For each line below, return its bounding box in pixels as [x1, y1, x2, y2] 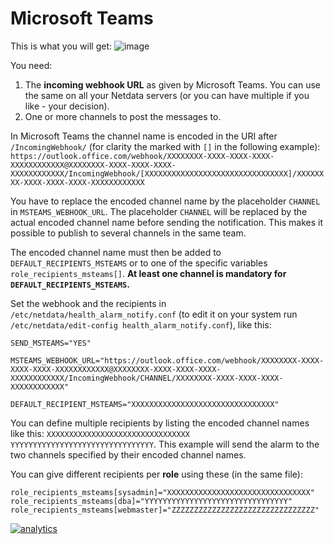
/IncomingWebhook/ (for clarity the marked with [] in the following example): [10, 140, 321, 152]
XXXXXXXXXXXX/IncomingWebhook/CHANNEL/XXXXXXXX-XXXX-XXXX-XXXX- [10, 373, 284, 383]
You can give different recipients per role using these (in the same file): [10, 468, 303, 480]
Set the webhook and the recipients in [10, 297, 167, 309]
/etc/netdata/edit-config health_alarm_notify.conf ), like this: [10, 318, 272, 331]
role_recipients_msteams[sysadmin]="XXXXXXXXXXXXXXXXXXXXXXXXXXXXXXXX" [10, 487, 315, 497]
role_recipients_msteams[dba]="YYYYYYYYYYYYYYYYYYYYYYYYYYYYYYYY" [10, 496, 293, 506]
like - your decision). [24, 100, 110, 112]
